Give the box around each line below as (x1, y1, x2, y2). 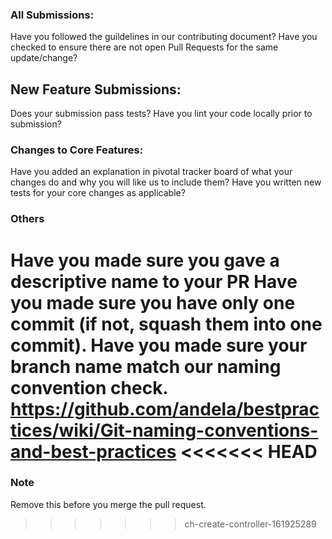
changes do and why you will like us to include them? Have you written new (10, 176, 322, 188)
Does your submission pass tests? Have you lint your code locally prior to (10, 108, 313, 120)
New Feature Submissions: (10, 81, 182, 98)
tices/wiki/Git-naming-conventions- (10, 419, 319, 442)
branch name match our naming (10, 355, 282, 378)
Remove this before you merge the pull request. (10, 498, 207, 510)
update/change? (10, 52, 78, 64)
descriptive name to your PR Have (10, 270, 298, 293)
